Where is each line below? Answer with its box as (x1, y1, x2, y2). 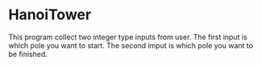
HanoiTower (8, 6, 92, 24)
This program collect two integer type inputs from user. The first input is (8, 32, 248, 42)
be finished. (8, 49, 48, 59)
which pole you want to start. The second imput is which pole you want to (8, 40, 254, 50)
